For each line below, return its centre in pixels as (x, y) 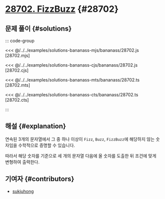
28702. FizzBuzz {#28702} (62, 9)
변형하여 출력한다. (22, 162)
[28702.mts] (18, 85)
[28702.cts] (17, 100)
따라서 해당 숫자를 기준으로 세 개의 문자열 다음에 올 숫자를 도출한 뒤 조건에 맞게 (81, 156)
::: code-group (20, 41)
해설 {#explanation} (36, 126)
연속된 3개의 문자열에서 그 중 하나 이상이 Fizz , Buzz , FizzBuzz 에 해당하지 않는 (80, 139)
